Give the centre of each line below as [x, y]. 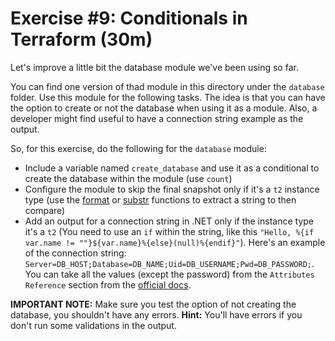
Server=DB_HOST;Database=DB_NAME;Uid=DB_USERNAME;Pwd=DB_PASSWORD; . [169, 263]
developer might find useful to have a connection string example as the [157, 118]
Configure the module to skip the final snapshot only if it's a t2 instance [172, 189]
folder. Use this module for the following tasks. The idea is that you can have [168, 97]
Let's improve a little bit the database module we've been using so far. [154, 67]
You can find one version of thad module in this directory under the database [167, 86]
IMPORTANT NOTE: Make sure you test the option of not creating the [153, 304]
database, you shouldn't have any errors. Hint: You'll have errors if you [156, 314]
